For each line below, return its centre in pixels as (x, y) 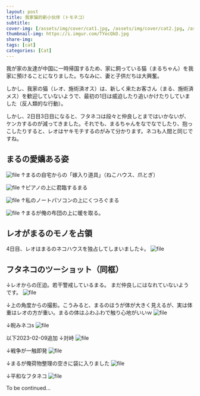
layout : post (22, 12)
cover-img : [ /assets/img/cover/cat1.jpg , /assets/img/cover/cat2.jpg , (96, 28)
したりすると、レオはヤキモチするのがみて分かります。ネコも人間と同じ (99, 131)
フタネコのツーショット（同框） (65, 269)
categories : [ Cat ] (29, 51)
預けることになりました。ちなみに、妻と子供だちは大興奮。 (89, 76)
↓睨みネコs (20, 326)
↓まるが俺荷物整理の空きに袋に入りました (58, 363)
